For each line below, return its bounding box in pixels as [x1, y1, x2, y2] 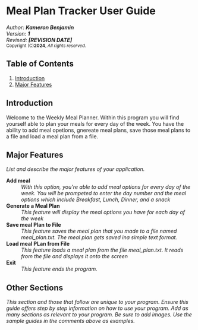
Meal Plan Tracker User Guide [6, 4, 156, 18]
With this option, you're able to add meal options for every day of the [21, 183, 191, 191]
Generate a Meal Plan [6, 202, 61, 210]
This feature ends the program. [21, 265, 98, 272]
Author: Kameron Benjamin [6, 24, 74, 31]
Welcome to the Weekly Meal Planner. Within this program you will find [6, 114, 180, 121]
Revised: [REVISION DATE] [6, 36, 73, 43]
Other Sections [6, 283, 64, 293]
